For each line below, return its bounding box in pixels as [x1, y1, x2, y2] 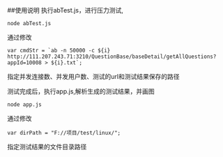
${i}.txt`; [51, 59, 82, 66]
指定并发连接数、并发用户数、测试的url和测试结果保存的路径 [7, 73, 180, 80]
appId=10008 [7, 59, 42, 66]
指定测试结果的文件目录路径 [7, 142, 87, 151]
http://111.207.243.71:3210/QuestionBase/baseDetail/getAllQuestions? [7, 53, 217, 60]
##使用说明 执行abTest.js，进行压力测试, [7, 6, 123, 14]
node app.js [7, 101, 42, 108]
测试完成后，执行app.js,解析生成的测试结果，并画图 [7, 87, 155, 96]
